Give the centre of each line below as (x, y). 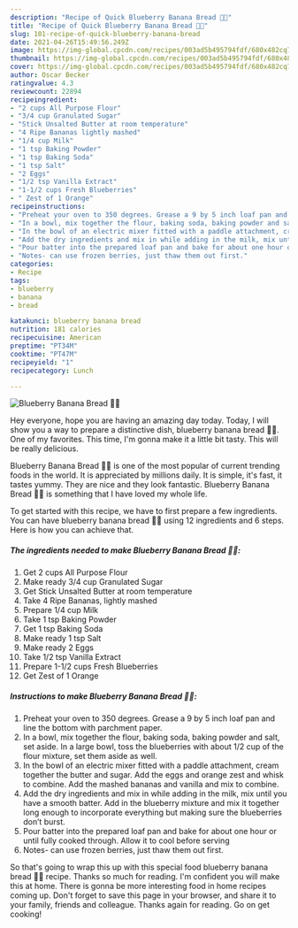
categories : (32, 265)
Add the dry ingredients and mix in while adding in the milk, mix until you (155, 794)
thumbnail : (30, 58)
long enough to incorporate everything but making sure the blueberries (152, 813)
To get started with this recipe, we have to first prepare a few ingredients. (144, 511)
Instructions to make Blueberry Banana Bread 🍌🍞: (103, 696)
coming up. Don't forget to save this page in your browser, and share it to (143, 895)
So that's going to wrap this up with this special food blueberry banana (139, 867)
